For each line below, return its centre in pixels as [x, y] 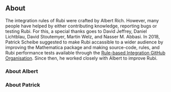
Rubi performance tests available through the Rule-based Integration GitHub [86, 53]
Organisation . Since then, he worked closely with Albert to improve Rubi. [81, 58]
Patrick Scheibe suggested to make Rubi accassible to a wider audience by [84, 42]
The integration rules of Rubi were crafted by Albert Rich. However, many [82, 20]
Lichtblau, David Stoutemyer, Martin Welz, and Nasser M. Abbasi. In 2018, [82, 36]
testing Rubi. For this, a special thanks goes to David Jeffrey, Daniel [76, 31]
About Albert [22, 71]
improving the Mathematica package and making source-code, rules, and [82, 47]
